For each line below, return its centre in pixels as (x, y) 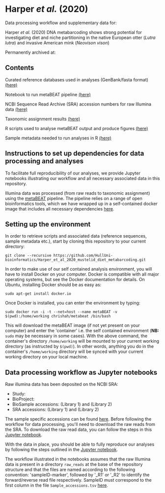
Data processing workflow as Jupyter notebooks (81, 372)
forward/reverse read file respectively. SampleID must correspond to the (78, 480)
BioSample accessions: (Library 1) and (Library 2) (62, 404)
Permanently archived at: (30, 52)
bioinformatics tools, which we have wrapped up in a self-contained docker (82, 204)
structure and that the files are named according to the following (70, 470)
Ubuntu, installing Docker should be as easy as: (53, 285)
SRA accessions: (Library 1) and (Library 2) (55, 410)
